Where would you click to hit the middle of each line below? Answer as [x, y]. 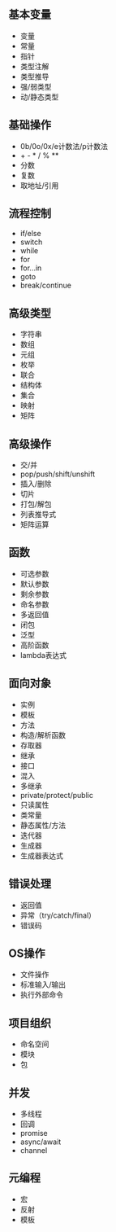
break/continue [45, 285]
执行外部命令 [41, 995]
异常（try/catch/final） [58, 915]
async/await [41, 1142]
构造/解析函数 [43, 734]
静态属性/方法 [43, 825]
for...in [31, 268]
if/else [31, 234]
